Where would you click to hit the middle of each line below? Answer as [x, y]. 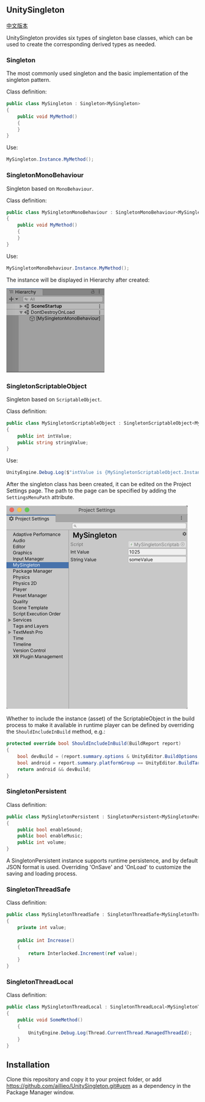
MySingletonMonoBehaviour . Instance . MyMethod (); [68, 268]
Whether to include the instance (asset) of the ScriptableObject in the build [101, 719]
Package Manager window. [40, 1092]
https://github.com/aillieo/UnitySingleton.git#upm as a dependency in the [99, 1086]
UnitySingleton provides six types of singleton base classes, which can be [100, 38]
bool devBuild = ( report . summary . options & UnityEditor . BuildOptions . [109, 756]
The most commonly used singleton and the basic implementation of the [97, 73]
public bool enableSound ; [50, 830]
